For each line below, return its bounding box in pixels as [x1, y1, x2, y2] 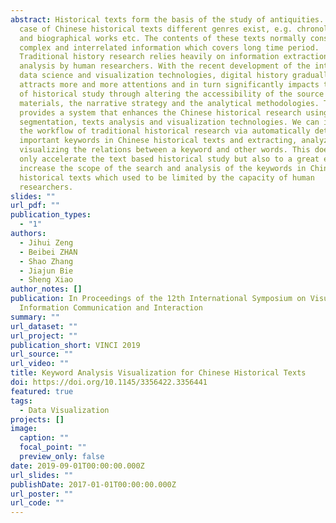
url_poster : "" [10, 489, 74, 499]
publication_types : [10, 210, 92, 220]
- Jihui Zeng [19, 237, 74, 248]
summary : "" [10, 312, 60, 322]
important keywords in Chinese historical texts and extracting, [19, 136, 298, 146]
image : [10, 424, 38, 434]
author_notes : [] [10, 284, 83, 295]
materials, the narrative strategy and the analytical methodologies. [19, 98, 320, 108]
